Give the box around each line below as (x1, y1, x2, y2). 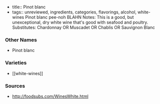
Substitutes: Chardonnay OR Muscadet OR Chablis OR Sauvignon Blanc (12, 25, 155, 30)
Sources (5, 82, 25, 89)
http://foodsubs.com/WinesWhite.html (12, 93, 89, 99)
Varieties (5, 60, 27, 66)
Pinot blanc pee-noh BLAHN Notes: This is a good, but (25, 14, 134, 20)
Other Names (5, 36, 37, 43)
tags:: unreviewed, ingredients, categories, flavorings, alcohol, (12, 9, 137, 15)
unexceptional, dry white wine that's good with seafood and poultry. (12, 19, 148, 25)
